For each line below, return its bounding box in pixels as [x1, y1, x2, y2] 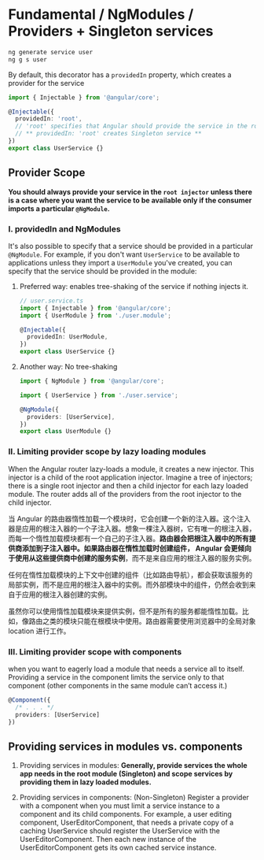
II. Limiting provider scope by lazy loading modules [8, 447, 207, 458]
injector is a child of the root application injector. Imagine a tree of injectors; [8, 473, 253, 482]
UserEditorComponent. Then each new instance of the [19, 835, 196, 844]
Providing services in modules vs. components [8, 740, 243, 753]
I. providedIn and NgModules [8, 223, 121, 234]
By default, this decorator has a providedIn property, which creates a [8, 69, 232, 80]
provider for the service [8, 78, 85, 87]
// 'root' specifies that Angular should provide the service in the [15, 122, 247, 131]
